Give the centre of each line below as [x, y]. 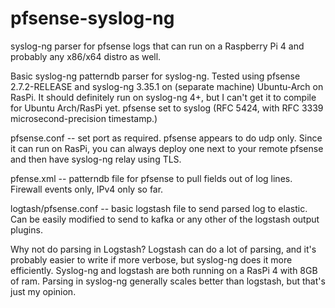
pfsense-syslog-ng [92, 18]
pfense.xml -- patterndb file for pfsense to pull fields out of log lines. [151, 178]
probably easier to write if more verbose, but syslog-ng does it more [151, 259]
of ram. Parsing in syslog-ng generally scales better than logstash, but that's [168, 281]
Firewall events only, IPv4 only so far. [87, 189]
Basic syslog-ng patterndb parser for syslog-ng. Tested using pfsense [155, 76]
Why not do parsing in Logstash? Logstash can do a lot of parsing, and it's [163, 249]
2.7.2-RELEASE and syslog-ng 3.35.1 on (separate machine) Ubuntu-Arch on [167, 86]
